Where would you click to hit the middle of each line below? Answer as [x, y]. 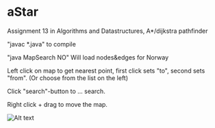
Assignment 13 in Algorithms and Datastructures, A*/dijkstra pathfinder [107, 31]
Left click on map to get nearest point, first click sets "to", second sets [106, 71]
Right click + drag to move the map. [58, 104]
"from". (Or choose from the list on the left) [68, 78]
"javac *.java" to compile [42, 44]
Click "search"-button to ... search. [56, 91]
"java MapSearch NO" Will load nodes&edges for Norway [88, 57]
